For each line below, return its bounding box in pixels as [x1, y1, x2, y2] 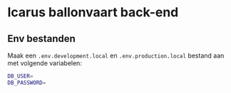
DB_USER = [7, 72, 34, 80]
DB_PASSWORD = [7, 79, 46, 86]
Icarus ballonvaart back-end [7, 4, 179, 21]
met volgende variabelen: [7, 59, 82, 67]
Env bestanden [7, 33, 76, 45]
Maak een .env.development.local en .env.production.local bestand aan [7, 51, 225, 60]
